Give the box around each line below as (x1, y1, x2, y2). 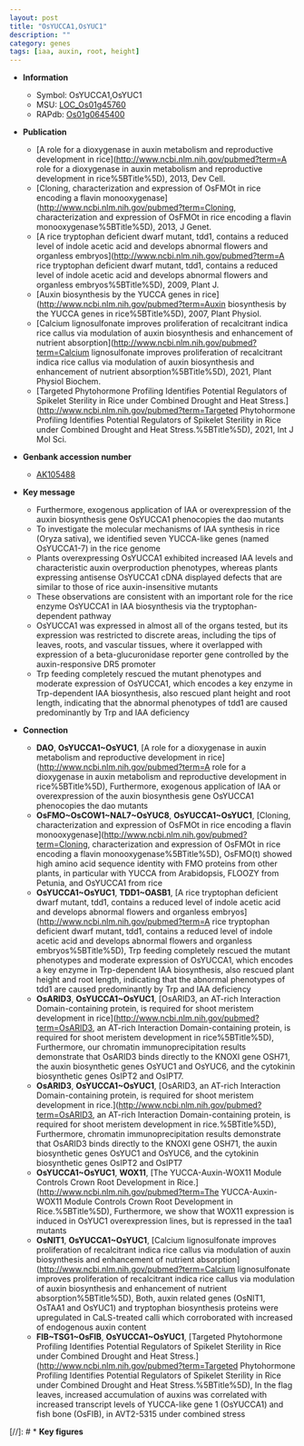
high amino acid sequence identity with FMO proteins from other (35, 858, 279, 869)
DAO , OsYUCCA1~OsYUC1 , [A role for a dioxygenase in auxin (35, 743, 267, 753)
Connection (22, 724, 68, 736)
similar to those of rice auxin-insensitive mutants (35, 582, 219, 593)
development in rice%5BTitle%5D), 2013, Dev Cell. (35, 174, 226, 184)
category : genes (9, 38, 71, 48)
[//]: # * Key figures (9, 1426, 83, 1437)
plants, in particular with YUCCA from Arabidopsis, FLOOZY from (35, 868, 279, 879)
